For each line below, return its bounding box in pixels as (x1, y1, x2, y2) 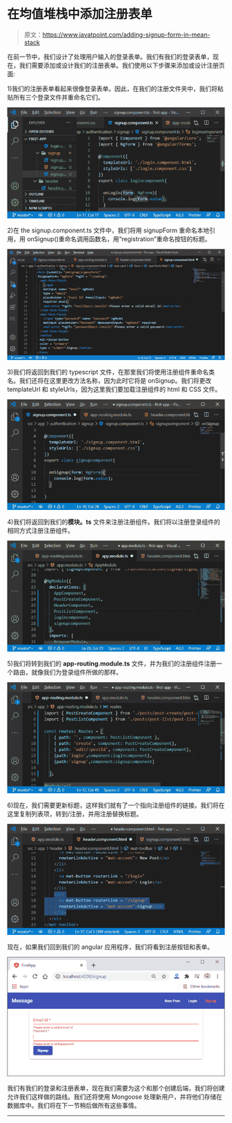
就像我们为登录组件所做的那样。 (30, 668, 122, 677)
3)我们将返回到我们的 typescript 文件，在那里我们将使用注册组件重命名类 (7, 368, 215, 376)
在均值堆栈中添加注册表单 (7, 6, 153, 22)
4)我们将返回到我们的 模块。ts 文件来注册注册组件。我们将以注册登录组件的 (7, 518, 220, 526)
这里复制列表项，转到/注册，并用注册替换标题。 (7, 809, 143, 818)
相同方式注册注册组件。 (7, 527, 74, 535)
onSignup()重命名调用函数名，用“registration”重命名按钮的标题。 (26, 234, 211, 243)
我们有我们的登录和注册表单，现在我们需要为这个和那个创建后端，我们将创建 (7, 1084, 225, 1093)
